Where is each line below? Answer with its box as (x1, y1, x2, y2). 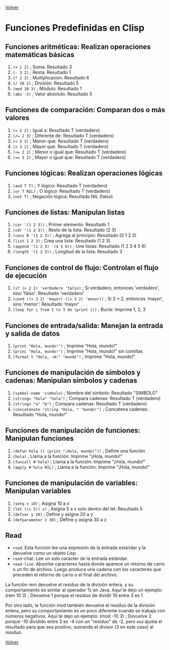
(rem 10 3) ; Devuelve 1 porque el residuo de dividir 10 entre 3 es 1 (5, 592, 143, 599)
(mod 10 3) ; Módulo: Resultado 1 (12, 86, 82, 91)
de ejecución (5, 271, 47, 280)
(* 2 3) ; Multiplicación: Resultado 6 (12, 75, 90, 80)
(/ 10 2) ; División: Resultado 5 (12, 80, 79, 86)
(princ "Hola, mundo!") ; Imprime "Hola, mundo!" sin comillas (12, 348, 143, 355)
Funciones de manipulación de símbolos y (5, 368, 141, 377)
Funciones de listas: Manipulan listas (5, 208, 125, 217)
